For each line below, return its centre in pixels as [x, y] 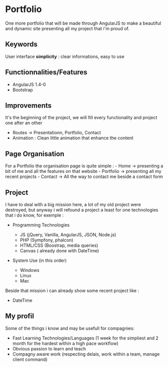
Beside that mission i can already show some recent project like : [72, 291]
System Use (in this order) [39, 260]
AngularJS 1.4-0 [29, 84]
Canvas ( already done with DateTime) [59, 251]
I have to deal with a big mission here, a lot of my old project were [73, 204]
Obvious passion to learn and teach [49, 348]
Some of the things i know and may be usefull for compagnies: [70, 328]
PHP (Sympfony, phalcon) [47, 240]
